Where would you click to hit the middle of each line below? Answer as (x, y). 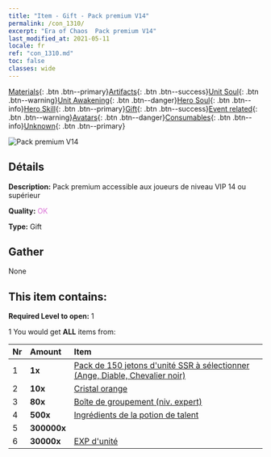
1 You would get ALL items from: (62, 332)
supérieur (24, 195)
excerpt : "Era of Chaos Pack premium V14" (83, 31)
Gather (26, 252)
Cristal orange (100, 389)
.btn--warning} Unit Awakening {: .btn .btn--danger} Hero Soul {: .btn (119, 100)
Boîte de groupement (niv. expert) (138, 402)
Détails (26, 167)
